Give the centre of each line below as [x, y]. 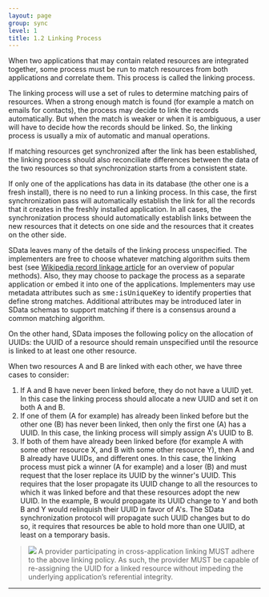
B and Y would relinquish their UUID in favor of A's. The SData [122, 510]
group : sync [28, 23]
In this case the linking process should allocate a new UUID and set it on [139, 399]
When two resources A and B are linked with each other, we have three [125, 367]
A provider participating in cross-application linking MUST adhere [146, 551]
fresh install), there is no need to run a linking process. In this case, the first [132, 192]
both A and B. [42, 407]
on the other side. [37, 235]
